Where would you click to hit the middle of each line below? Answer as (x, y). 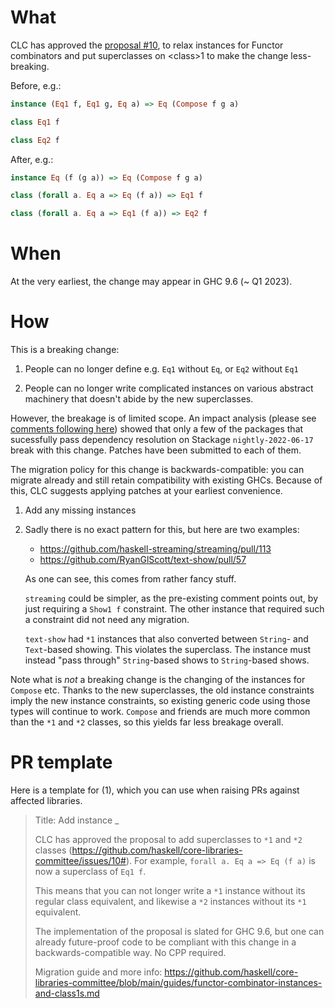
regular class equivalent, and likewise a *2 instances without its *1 (170, 901)
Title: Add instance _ (77, 820)
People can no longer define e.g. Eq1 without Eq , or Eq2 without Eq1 (161, 369)
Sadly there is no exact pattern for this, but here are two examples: (162, 530)
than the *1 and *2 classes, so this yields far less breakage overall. (147, 722)
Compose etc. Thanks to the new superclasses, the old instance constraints (162, 690)
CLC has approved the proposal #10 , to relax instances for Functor (147, 45)
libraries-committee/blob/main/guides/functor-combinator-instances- (178, 982)
